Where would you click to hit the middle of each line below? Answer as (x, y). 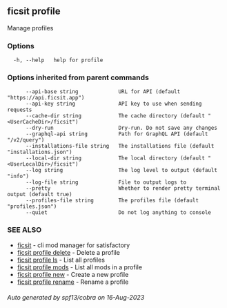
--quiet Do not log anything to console (118, 213)
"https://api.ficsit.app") (46, 98)
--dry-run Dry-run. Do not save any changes (121, 128)
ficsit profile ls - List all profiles (61, 260)
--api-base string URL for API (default (103, 92)
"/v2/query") (26, 140)
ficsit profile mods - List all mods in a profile (80, 267)
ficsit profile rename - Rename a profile (73, 282)
